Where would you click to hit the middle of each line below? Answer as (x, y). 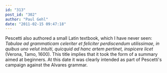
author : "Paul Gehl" (27, 19)
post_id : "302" (21, 15)
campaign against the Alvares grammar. (47, 65)
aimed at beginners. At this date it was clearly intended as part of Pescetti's (83, 60)
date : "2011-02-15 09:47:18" (36, 24)
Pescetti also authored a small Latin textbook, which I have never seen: (79, 38)
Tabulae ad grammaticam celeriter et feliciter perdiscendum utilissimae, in (82, 44)
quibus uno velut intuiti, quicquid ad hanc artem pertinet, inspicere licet (79, 49)
